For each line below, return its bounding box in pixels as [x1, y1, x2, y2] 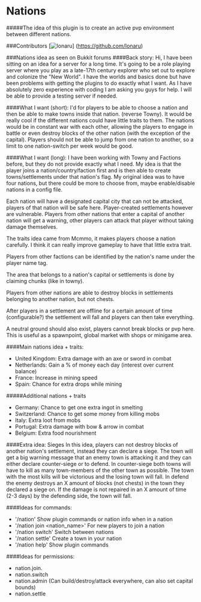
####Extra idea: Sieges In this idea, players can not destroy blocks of [6, 441, 178, 448]
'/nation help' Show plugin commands [14, 541, 109, 548]
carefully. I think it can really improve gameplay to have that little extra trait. [6, 241, 192, 248]
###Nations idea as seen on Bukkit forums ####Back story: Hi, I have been [6, 54, 193, 61]
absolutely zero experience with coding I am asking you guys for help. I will [6, 85, 192, 93]
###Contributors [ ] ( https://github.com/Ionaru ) [6, 42, 143, 49]
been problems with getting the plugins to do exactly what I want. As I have [6, 79, 192, 87]
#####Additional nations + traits [6, 392, 86, 399]
